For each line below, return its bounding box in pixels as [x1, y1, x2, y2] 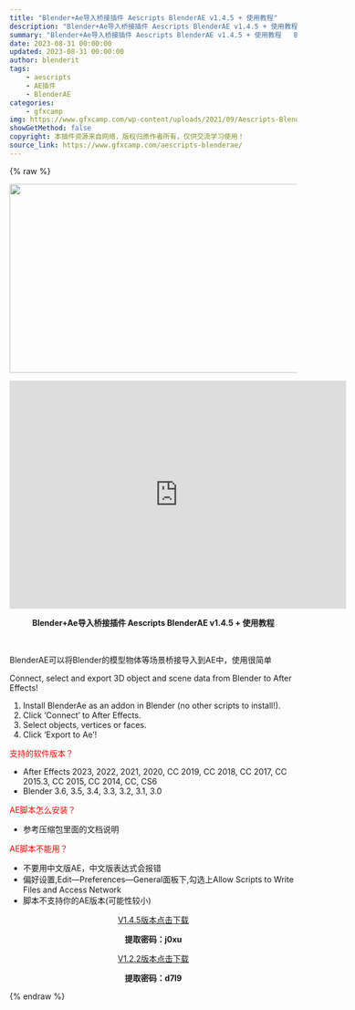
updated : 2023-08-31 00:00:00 [9, 47, 125, 57]
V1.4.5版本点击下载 [117, 914, 190, 925]
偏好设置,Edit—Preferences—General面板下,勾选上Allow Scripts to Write [22, 873, 295, 885]
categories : [9, 98, 55, 108]
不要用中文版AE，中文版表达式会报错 [22, 862, 162, 873]
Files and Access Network [22, 884, 121, 895]
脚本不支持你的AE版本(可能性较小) [22, 895, 152, 906]
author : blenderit [9, 56, 79, 65]
